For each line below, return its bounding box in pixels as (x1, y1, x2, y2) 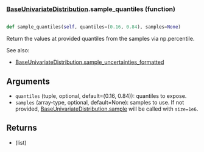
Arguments (6, 76, 51, 86)
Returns (6, 123, 38, 133)
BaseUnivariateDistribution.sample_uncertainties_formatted (15, 58, 164, 66)
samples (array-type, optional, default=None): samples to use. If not (15, 98, 185, 106)
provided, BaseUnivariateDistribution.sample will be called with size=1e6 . (15, 105, 199, 112)
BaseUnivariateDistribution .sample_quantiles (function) (6, 5, 175, 13)
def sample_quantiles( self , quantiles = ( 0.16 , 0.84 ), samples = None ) (6, 24, 181, 30)
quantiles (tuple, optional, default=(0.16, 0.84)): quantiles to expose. (15, 92, 187, 99)
